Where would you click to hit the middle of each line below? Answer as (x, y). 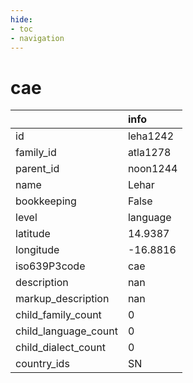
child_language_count (66, 331)
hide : (21, 19)
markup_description (62, 299)
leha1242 (151, 136)
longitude (37, 250)
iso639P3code (50, 266)
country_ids (42, 364)
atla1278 (149, 153)
